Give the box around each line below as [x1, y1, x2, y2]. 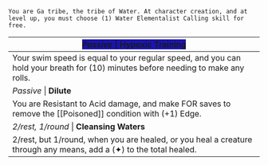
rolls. [12, 73, 30, 83]
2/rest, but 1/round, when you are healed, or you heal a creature [12, 134, 253, 145]
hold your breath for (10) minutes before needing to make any [12, 62, 245, 73]
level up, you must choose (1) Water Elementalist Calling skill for [8, 14, 245, 22]
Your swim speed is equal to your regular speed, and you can [12, 53, 242, 63]
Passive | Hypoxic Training [81, 39, 187, 49]
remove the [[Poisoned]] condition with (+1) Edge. [12, 108, 202, 119]
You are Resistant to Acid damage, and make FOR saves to [12, 98, 231, 109]
